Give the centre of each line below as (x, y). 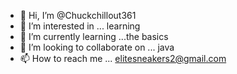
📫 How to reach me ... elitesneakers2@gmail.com (123, 58)
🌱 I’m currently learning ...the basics (94, 36)
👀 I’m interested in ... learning (80, 26)
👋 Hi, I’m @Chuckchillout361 (78, 15)
